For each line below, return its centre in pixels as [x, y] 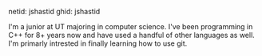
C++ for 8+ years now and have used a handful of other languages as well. [132, 35]
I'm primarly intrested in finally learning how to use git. [98, 43]
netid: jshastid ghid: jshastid [54, 11]
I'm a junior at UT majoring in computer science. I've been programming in [131, 26]
